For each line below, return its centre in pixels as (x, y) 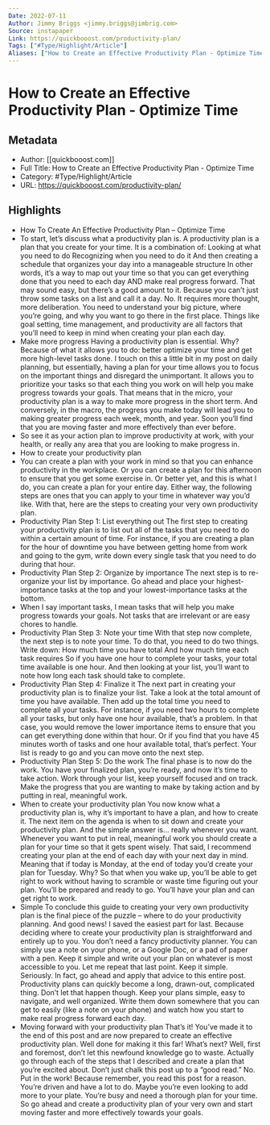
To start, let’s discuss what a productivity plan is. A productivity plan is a (139, 238)
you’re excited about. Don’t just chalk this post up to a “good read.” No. (137, 1069)
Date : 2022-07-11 (37, 16)
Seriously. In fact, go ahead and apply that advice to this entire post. (133, 975)
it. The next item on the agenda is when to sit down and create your (131, 821)
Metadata (33, 140)
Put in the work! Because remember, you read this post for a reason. (133, 1078)
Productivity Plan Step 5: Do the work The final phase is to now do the (136, 761)
